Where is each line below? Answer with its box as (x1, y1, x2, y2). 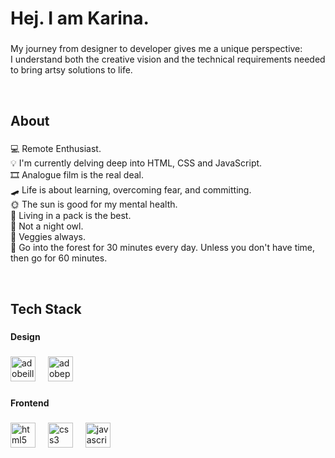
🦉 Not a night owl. (10, 220, 84, 232)
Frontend (10, 397, 50, 409)
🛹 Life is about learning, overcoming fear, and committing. (10, 184, 252, 196)
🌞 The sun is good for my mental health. (10, 198, 178, 211)
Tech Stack (10, 300, 82, 317)
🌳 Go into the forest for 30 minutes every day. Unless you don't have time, (10, 242, 316, 254)
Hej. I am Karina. (10, 7, 150, 30)
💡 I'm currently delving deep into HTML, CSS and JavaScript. (10, 157, 263, 169)
